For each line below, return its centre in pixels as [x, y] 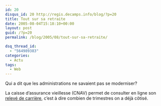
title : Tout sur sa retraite [35, 19]
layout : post [19, 28]
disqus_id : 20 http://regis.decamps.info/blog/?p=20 [61, 14]
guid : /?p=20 [19, 33]
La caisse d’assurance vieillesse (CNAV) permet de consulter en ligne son [81, 93]
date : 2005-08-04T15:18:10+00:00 [40, 24]
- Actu [16, 60]
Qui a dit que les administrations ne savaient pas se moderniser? [71, 83]
